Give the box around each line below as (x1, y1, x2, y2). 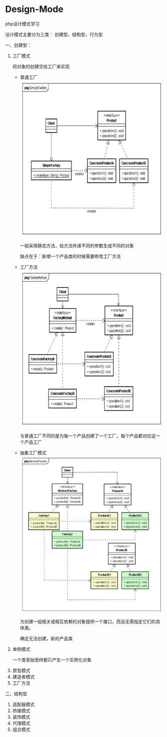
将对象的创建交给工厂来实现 (12, 63, 70, 69)
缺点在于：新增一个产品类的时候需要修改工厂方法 (19, 253, 121, 259)
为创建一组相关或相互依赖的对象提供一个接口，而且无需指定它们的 (19, 619, 156, 625)
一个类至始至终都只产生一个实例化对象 (12, 657, 91, 663)
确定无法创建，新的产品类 (19, 635, 73, 641)
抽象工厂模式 (19, 449, 46, 455)
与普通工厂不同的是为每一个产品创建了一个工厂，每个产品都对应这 (19, 433, 156, 439)
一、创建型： (5, 42, 31, 48)
